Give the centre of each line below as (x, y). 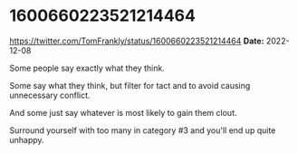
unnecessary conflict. (50, 95)
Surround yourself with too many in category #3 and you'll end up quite (143, 130)
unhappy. (27, 140)
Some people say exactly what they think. (87, 68)
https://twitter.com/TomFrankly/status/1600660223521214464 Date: (137, 41)
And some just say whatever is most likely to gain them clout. (123, 112)
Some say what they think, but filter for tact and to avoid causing (130, 85)
